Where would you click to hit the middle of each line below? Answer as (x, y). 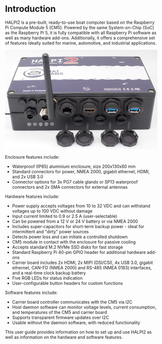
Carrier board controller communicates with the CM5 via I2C (72, 302)
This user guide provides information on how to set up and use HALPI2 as (78, 332)
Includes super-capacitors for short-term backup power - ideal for (78, 227)
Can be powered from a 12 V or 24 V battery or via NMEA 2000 (75, 221)
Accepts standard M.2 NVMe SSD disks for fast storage (67, 247)
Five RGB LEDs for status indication (47, 278)
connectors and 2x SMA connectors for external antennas (70, 187)
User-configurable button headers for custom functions (67, 283)
